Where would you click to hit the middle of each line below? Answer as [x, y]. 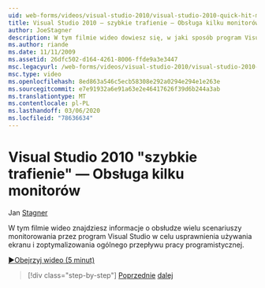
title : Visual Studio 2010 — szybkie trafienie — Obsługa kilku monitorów [134, 23]
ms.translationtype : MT [47, 96]
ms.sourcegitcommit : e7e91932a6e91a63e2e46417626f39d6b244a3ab [114, 89]
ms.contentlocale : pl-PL [49, 103]
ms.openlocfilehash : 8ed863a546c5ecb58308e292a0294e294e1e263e [114, 81]
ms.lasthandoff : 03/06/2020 [54, 111]
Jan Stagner [28, 212]
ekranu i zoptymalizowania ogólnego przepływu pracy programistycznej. [126, 245]
